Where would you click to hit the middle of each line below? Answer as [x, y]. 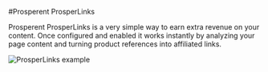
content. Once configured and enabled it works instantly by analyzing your [132, 36]
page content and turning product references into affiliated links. [115, 44]
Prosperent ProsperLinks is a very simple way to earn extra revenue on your [134, 27]
